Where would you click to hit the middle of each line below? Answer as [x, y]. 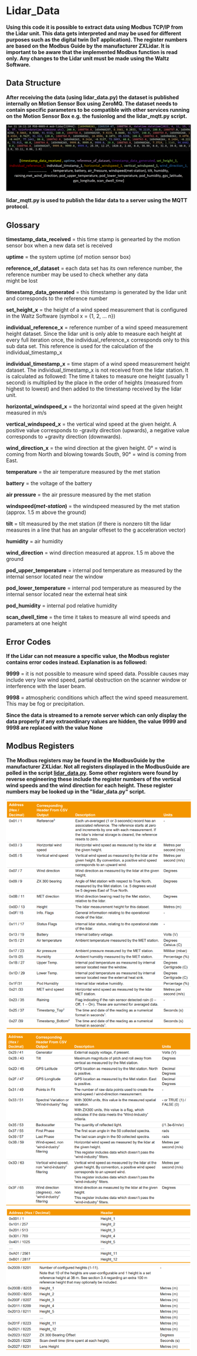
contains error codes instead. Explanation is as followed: [77, 662]
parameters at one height [37, 623]
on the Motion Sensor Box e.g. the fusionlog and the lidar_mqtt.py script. [97, 116]
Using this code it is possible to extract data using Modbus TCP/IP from [95, 27]
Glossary [23, 225]
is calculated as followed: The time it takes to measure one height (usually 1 [97, 376]
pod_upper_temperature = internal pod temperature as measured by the [94, 570]
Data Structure [34, 83]
